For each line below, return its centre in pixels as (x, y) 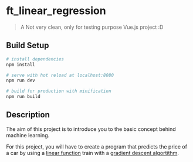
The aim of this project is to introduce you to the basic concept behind (91, 129)
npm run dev (21, 80)
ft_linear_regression (56, 11)
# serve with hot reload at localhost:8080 (60, 75)
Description (28, 115)
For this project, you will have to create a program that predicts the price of (97, 146)
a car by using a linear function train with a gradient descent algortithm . (92, 153)
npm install (21, 65)
